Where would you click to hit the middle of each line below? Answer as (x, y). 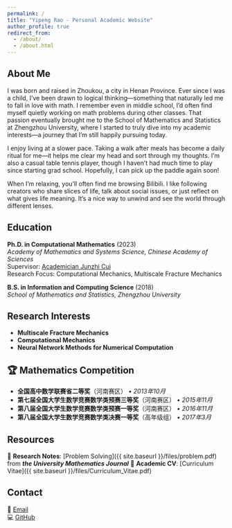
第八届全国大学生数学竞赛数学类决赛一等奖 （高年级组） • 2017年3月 (114, 417)
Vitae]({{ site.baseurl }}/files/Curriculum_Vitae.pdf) (80, 471)
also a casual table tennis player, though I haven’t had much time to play (110, 163)
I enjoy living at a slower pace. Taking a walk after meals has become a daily (116, 148)
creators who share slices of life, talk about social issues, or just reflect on (113, 191)
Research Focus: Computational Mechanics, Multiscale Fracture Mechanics (115, 274)
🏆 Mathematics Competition (71, 370)
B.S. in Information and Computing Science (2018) (81, 287)
